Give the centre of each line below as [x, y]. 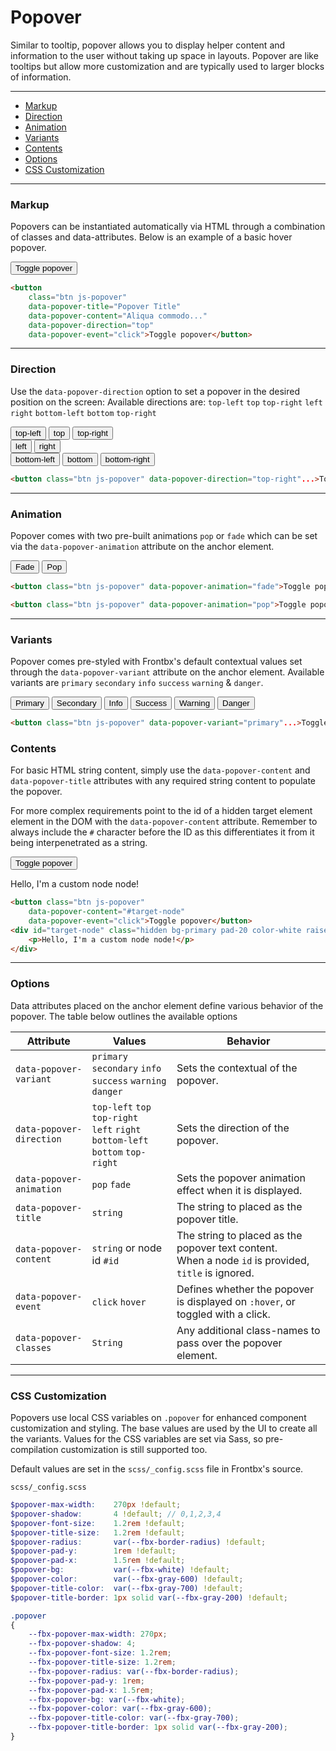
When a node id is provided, [243, 1260]
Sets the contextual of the [237, 1068]
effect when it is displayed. [239, 1190]
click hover [119, 1302]
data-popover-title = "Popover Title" [105, 306]
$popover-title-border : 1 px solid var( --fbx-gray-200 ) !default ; [149, 1597]
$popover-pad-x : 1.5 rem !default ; [98, 1561]
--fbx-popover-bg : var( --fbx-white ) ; [107, 1699]
